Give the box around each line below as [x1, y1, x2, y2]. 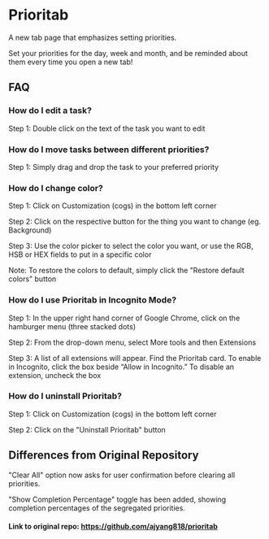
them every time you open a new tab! [8, 57, 133, 67]
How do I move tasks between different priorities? [8, 144, 210, 155]
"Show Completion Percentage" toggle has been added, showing [8, 494, 227, 504]
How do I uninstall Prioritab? [8, 390, 122, 402]
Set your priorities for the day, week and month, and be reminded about [8, 48, 248, 58]
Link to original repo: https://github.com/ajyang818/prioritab [8, 522, 218, 532]
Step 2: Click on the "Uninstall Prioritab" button [8, 424, 167, 434]
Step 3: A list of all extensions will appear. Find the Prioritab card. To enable [8, 353, 262, 363]
